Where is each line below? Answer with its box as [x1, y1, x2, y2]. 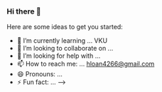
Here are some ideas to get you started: [6, 23, 124, 31]
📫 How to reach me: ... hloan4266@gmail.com [16, 60, 155, 68]
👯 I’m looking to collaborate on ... [16, 44, 114, 53]
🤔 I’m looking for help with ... [16, 51, 101, 60]
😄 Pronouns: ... [16, 70, 63, 78]
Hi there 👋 [6, 6, 42, 16]
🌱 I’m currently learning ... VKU [16, 36, 108, 45]
